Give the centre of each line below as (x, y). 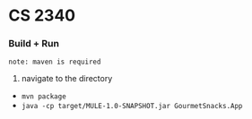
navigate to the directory (67, 79)
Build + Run (34, 44)
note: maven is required (55, 62)
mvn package (43, 97)
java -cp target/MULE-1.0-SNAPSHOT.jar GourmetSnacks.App (132, 106)
